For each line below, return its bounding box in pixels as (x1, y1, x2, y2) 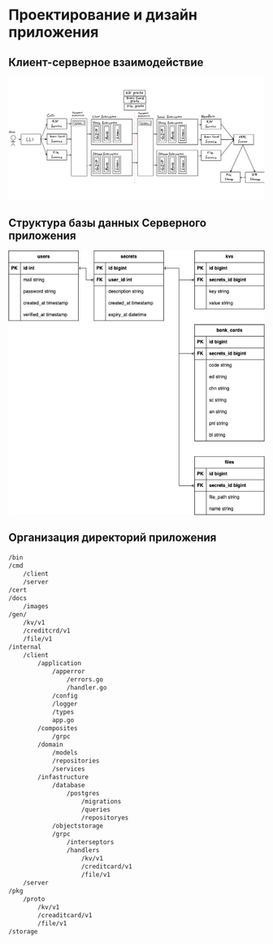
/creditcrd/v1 (23, 626, 71, 635)
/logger (51, 699, 79, 708)
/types (51, 707, 75, 716)
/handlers (66, 846, 100, 855)
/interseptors (66, 837, 115, 846)
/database (51, 781, 85, 790)
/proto (23, 894, 45, 903)
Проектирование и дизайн (8, 6, 197, 24)
